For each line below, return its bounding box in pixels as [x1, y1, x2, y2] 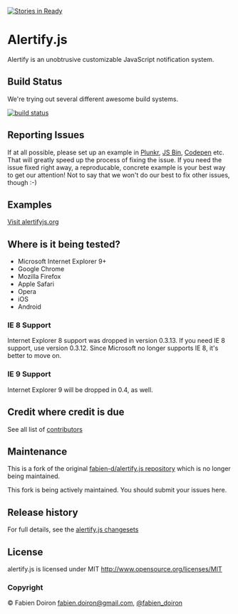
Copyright [7, 582, 43, 592]
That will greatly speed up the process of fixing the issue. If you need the [7, 155, 222, 164]
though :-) [7, 178, 37, 186]
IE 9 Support [7, 369, 51, 379]
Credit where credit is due [7, 406, 125, 418]
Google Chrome [17, 265, 65, 273]
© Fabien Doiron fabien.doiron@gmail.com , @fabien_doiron [7, 598, 183, 608]
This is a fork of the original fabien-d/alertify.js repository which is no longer [7, 465, 232, 473]
